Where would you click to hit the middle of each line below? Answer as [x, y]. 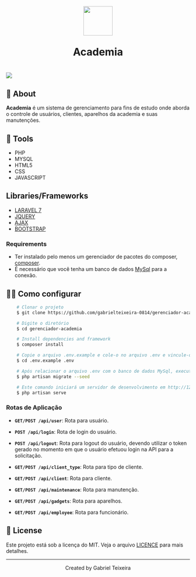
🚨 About [21, 94]
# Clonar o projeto [40, 307]
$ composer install [40, 345]
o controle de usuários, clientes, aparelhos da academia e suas [82, 114]
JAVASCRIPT [30, 178]
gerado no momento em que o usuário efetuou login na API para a [94, 449]
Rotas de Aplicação [34, 408]
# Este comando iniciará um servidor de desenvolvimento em [91, 387]
